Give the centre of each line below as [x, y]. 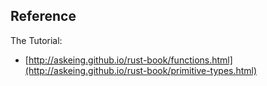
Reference [43, 16]
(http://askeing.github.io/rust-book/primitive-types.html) [141, 70]
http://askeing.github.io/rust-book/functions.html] [130, 60]
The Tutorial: [36, 40]
